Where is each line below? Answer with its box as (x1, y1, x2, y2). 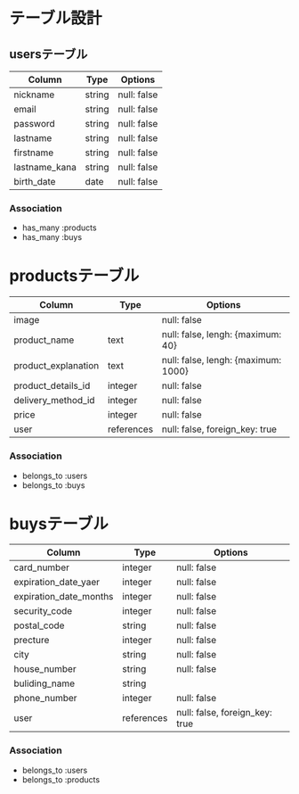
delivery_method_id (13, 394, 95, 407)
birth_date (13, 176, 56, 187)
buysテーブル (9, 514, 109, 533)
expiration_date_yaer (13, 576, 101, 589)
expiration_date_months (13, 591, 114, 603)
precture (13, 634, 50, 647)
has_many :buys (21, 232, 83, 243)
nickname (13, 88, 55, 101)
